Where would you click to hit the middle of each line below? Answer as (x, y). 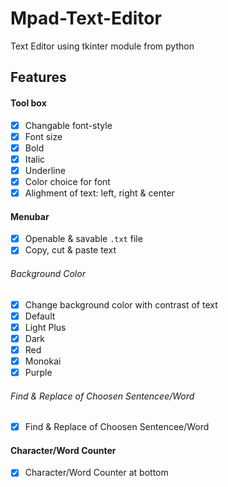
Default (40, 316)
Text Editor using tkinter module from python (102, 46)
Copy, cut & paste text (70, 250)
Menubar (30, 216)
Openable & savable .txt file (83, 239)
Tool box (28, 103)
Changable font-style (68, 125)
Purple (38, 372)
